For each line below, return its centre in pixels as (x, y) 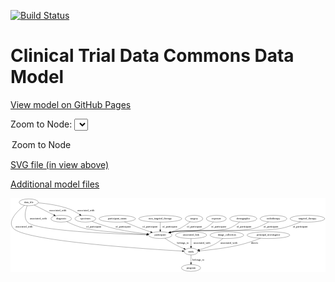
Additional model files (55, 184)
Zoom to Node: (41, 124)
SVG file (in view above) (60, 164)
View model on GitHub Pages (71, 104)
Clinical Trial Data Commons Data (152, 56)
